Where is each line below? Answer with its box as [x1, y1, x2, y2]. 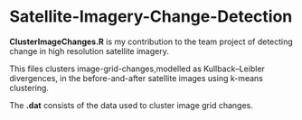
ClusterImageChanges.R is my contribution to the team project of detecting [9, 36, 294, 47]
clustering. [9, 82, 50, 93]
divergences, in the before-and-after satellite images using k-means [9, 72, 264, 83]
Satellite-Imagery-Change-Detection [9, 6, 293, 27]
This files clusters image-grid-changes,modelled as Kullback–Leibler [9, 63, 265, 74]
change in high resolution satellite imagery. [9, 45, 170, 56]
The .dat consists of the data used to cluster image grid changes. [9, 99, 253, 110]
